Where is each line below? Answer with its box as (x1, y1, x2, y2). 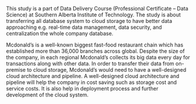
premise (6, 66, 26, 73)
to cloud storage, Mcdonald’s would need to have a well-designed (26, 66, 187, 73)
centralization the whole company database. (6, 30, 113, 37)
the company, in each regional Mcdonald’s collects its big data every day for (6, 54, 191, 61)
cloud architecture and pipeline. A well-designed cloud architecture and (6, 73, 180, 79)
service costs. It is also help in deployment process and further (6, 85, 158, 92)
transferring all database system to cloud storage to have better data (6, 18, 173, 24)
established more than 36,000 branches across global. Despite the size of (6, 48, 185, 55)
